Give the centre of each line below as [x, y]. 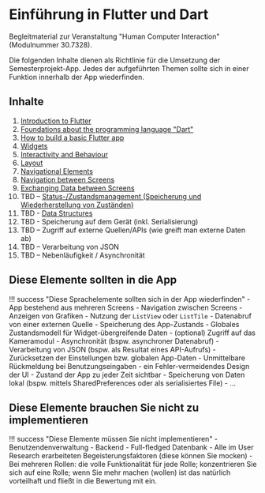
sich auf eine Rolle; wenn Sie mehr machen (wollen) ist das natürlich [120, 472]
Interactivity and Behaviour [64, 154]
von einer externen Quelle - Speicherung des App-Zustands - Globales [124, 324]
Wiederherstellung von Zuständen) [77, 205]
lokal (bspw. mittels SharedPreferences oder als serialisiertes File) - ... [122, 383]
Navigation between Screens [67, 179]
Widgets [34, 146]
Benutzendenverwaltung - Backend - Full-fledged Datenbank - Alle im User [131, 447]
